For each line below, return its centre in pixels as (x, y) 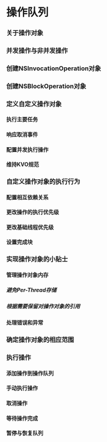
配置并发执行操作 (27, 150)
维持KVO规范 (23, 165)
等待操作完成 (22, 418)
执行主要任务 (22, 119)
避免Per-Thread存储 (32, 290)
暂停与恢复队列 (25, 433)
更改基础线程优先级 (30, 227)
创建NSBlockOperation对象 (46, 86)
